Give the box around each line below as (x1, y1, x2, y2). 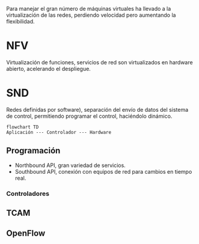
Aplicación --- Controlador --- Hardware (6, 129, 112, 135)
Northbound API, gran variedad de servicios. (14, 162, 126, 169)
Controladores (6, 189, 50, 198)
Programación (6, 145, 61, 156)
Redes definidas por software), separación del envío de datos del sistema (6, 106, 189, 113)
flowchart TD (6, 124, 39, 130)
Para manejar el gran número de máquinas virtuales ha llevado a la (6, 5, 171, 12)
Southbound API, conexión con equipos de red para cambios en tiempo (14, 168, 192, 175)
